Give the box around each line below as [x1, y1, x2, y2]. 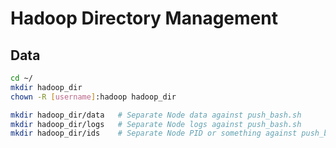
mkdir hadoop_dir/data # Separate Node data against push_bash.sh [10, 110, 302, 120]
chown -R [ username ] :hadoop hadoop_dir [10, 92, 177, 102]
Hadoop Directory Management [10, 7, 278, 30]
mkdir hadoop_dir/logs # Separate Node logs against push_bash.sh [10, 119, 302, 129]
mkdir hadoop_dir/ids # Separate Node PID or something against [10, 128, 298, 139]
